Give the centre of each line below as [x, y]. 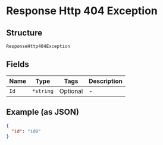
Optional [71, 91]
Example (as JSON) [43, 112]
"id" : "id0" [26, 131]
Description [106, 81]
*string [43, 91]
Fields [18, 64]
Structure [24, 33]
